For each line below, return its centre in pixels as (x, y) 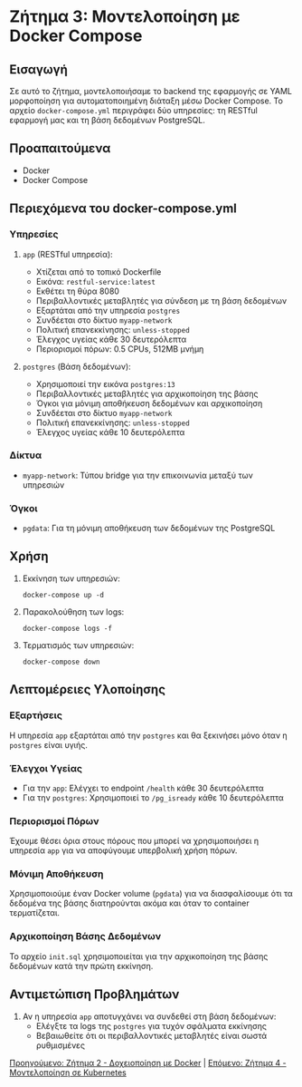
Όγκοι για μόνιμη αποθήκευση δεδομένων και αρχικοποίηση (149, 403)
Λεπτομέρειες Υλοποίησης (87, 689)
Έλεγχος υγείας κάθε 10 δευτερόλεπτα (110, 432)
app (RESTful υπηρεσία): (67, 254)
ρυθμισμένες (61, 1045)
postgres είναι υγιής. (48, 744)
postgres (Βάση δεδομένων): (76, 366)
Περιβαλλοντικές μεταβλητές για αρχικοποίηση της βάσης (147, 393)
